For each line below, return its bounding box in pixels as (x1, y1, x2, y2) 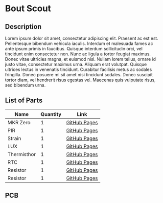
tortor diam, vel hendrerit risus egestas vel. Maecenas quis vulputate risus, (5, 77, 156, 83)
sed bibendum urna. (5, 82, 46, 88)
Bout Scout (5, 3, 51, 14)
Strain (7, 135, 21, 142)
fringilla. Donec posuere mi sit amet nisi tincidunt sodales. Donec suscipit (5, 72, 153, 77)
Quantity (41, 111, 62, 117)
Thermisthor (7, 151, 36, 158)
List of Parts (5, 96, 43, 105)
